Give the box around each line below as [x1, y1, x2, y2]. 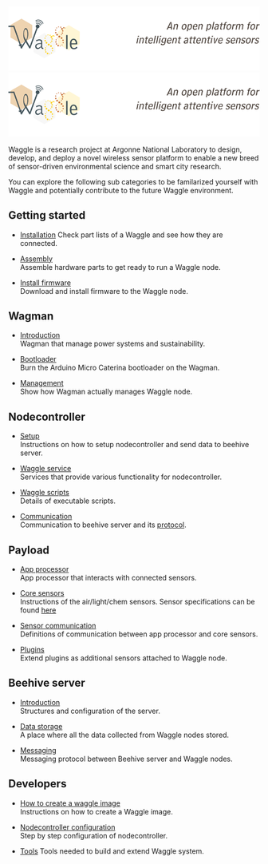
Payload [8, 543, 50, 557]
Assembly [19, 254, 53, 264]
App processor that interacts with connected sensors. [19, 573, 197, 583]
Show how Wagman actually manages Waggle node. [19, 386, 193, 397]
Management [19, 378, 64, 388]
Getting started [8, 208, 86, 222]
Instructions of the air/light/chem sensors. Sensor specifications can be [19, 597, 255, 607]
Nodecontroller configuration [19, 822, 116, 832]
